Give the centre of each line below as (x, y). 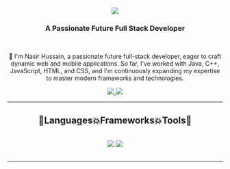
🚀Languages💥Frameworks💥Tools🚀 (115, 120)
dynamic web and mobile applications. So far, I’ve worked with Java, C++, (115, 64)
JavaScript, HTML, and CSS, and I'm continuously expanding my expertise (115, 71)
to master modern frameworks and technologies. (115, 78)
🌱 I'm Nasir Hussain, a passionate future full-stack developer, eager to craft (115, 56)
